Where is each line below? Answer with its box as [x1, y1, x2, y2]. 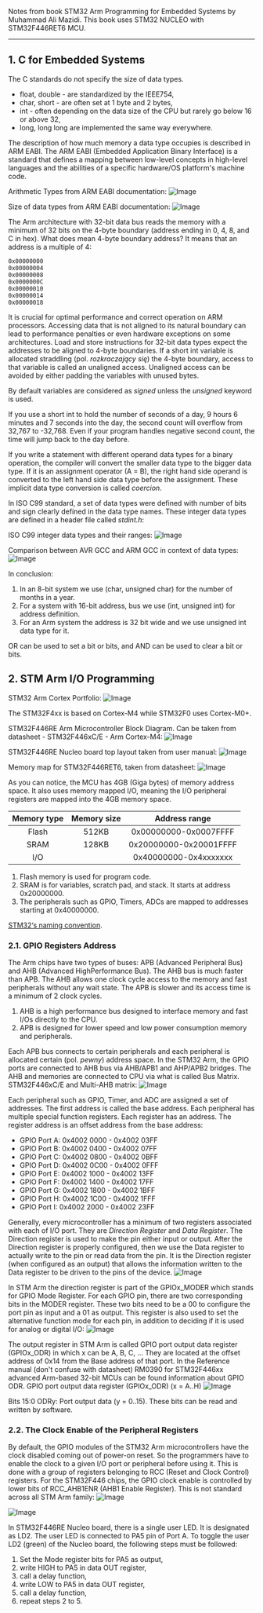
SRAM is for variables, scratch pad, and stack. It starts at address [19, 880, 231, 890]
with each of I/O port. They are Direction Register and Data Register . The [8, 1225, 243, 1235]
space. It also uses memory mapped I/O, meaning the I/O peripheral [8, 785, 227, 796]
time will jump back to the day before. [8, 434, 130, 444]
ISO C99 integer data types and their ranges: [8, 530, 153, 539]
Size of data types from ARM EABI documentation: [8, 202, 171, 211]
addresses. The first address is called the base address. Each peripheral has [8, 1103, 255, 1113]
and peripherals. [19, 1031, 73, 1041]
